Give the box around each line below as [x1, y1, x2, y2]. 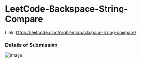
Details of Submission [5, 41, 58, 48]
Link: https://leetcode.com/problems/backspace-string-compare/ [5, 29, 136, 35]
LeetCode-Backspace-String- [5, 3, 128, 14]
